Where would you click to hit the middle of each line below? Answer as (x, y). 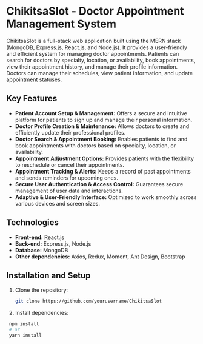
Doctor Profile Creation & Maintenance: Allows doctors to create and (102, 126)
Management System (62, 24)
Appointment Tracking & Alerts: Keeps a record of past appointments (103, 171)
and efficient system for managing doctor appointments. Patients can (93, 53)
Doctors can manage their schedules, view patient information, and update (99, 73)
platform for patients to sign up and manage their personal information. (104, 120)
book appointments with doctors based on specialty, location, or (95, 145)
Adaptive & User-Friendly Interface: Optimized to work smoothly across (106, 197)
